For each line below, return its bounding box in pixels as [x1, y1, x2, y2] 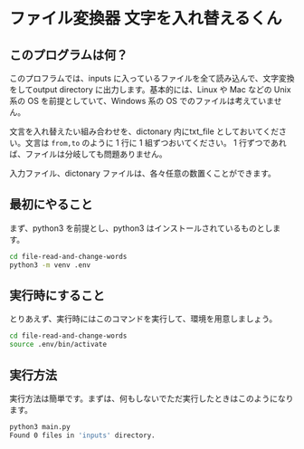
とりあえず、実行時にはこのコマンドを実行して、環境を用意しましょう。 [9, 313, 278, 324]
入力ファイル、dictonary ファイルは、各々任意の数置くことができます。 [9, 168, 276, 178]
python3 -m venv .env [9, 260, 91, 270]
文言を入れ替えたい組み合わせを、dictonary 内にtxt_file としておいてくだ [9, 126, 280, 137]
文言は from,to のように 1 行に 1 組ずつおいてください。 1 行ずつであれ [24, 138, 287, 148]
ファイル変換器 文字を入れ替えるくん [9, 8, 282, 29]
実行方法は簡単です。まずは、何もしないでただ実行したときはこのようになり [9, 393, 294, 404]
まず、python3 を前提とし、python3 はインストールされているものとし [9, 223, 273, 234]
